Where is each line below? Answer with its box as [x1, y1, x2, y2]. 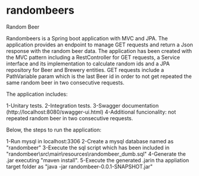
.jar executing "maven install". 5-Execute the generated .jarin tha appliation [6, 156, 189, 164]
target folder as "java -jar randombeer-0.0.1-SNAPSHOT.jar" [6, 163, 153, 170]
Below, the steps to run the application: [6, 126, 102, 133]
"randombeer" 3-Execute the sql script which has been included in [6, 144, 170, 151]
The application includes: [6, 90, 68, 98]
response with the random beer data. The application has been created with [6, 47, 192, 54]
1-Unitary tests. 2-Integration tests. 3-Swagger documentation [6, 102, 159, 109]
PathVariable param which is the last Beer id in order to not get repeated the [6, 73, 192, 80]
